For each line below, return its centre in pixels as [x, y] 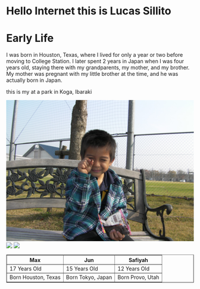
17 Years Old [26, 268]
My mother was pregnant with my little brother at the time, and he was [92, 74]
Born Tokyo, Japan [89, 277]
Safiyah [139, 260]
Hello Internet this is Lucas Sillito [89, 11]
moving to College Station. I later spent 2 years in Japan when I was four [95, 62]
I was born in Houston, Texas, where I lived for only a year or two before [95, 55]
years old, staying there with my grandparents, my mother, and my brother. [98, 67]
